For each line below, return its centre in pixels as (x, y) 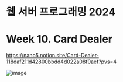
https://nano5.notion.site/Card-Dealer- (53, 56)
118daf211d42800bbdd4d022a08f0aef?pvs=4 (61, 61)
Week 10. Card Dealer (59, 39)
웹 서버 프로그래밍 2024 (61, 12)
